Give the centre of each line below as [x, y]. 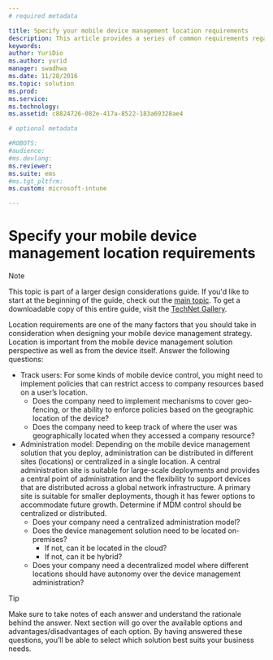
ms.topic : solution [41, 83]
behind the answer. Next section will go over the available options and [126, 623]
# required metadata [43, 16]
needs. [20, 649]
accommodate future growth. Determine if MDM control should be [131, 505]
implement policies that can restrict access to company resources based [142, 384]
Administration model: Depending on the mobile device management [135, 444]
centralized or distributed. [63, 514]
